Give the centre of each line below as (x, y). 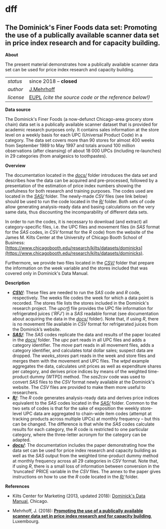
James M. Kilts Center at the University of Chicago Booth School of (74, 237)
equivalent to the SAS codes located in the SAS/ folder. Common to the (85, 403)
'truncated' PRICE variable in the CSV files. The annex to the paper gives (86, 471)
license (16, 97)
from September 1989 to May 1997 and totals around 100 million (70, 145)
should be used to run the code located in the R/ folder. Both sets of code (80, 201)
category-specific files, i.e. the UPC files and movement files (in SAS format (83, 227)
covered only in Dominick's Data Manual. (47, 273)
